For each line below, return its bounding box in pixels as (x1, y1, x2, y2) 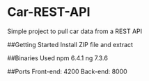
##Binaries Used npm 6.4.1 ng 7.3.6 (7, 53, 108, 62)
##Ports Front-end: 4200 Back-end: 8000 (7, 67, 127, 75)
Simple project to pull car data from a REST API (7, 27, 143, 35)
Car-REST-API (7, 4, 91, 20)
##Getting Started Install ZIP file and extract (7, 40, 134, 48)
